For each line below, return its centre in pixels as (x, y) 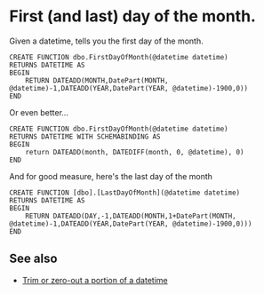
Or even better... (39, 112)
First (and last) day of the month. (132, 16)
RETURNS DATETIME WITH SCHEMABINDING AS (85, 136)
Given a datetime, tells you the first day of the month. (106, 41)
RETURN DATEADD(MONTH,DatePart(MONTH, (97, 80)
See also (33, 259)
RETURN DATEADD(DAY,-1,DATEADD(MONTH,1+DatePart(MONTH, (131, 216)
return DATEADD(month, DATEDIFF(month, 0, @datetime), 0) (135, 152)
